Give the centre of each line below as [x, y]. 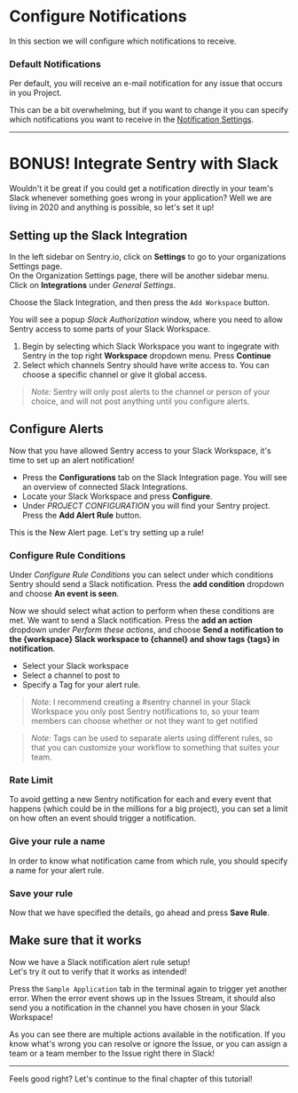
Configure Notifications [98, 16]
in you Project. [35, 93]
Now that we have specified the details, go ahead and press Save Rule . [140, 912]
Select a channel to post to [71, 675]
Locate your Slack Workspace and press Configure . [117, 496]
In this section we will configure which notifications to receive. [123, 41]
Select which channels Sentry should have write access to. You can [145, 365]
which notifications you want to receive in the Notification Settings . [132, 120]
